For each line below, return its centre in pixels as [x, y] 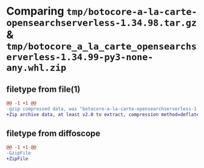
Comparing [35, 11]
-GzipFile [19, 153]
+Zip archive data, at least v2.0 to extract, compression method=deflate [103, 114]
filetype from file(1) [43, 89]
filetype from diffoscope [53, 134]
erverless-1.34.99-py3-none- [80, 58]
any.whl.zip [36, 68]
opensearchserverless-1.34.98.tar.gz [102, 23]
